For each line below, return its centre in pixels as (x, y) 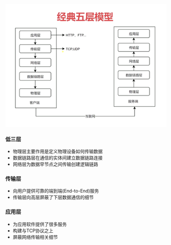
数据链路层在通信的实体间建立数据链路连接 (58, 158)
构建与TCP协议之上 (33, 231)
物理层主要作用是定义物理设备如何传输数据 (58, 152)
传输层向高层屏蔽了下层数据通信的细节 (53, 197)
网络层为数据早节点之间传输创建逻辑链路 (55, 164)
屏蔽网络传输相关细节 (35, 237)
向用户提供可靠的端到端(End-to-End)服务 (56, 191)
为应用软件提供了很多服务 (40, 224)
